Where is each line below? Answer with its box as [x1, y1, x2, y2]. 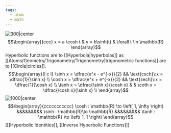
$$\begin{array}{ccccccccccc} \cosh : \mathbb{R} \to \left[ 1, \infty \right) [8, 103, 164, 110]
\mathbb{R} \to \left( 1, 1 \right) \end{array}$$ [38, 114, 134, 120]
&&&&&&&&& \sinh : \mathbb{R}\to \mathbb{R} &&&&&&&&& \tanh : [16, 109, 155, 115]
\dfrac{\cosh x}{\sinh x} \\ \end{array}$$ [43, 87, 129, 93]
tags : [5, 7, 17, 13]
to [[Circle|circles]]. [5, 63, 46, 69]
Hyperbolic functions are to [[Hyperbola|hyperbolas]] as [5, 52, 124, 59]
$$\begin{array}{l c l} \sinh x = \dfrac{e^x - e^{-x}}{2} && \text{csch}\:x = [8, 71, 163, 77]
